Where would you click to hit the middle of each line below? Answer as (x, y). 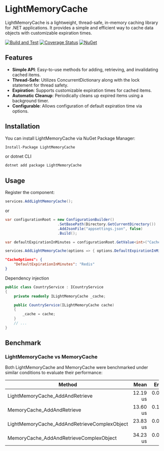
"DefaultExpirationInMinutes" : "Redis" (54, 264)
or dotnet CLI (18, 156)
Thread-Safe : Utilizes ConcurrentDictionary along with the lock (76, 80)
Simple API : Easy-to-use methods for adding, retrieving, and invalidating (85, 69)
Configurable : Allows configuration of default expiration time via (77, 106)
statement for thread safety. (40, 85)
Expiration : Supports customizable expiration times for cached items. (82, 90)
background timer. (31, 101)
